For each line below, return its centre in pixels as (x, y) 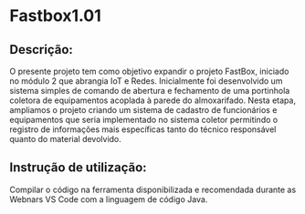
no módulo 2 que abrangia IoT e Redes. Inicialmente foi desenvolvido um (146, 81)
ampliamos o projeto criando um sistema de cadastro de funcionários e (143, 110)
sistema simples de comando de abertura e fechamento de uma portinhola (150, 91)
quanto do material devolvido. (65, 139)
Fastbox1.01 (56, 16)
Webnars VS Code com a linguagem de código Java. (109, 199)
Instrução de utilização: (79, 168)
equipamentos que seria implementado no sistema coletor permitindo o (144, 120)
